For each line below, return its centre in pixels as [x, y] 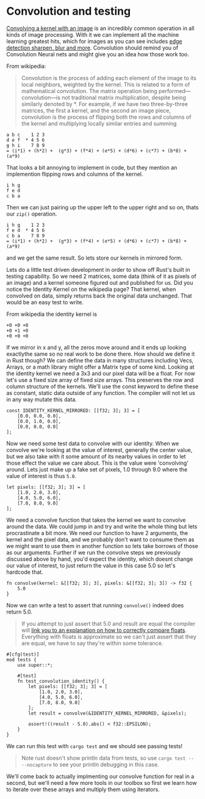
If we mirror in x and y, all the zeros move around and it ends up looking [96, 347]
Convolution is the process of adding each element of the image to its [109, 78]
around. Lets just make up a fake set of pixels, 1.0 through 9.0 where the [97, 469]
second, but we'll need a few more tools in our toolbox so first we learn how [102, 782]
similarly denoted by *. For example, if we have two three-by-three [104, 104]
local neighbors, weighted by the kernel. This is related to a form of [106, 84]
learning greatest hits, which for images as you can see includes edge [94, 41]
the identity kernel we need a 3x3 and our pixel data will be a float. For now [101, 373]
